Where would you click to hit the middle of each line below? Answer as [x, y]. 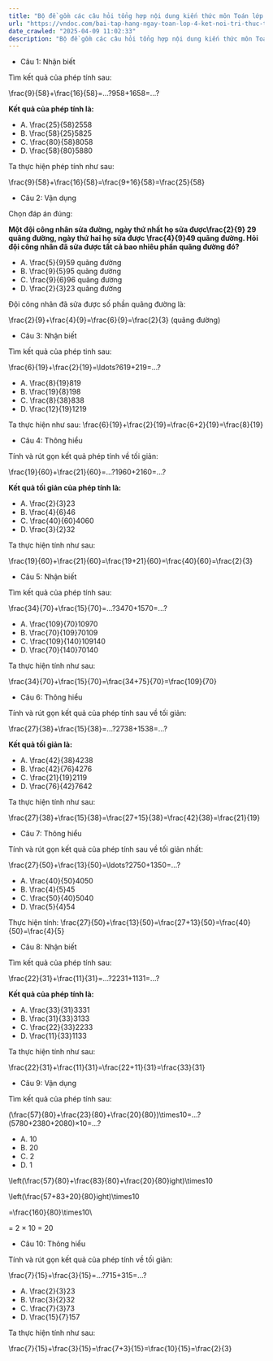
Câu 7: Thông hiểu [51, 834]
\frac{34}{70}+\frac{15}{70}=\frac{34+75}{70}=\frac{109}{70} [113, 682]
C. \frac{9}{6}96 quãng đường [71, 280]
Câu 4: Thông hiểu [51, 441]
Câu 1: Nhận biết [48, 62]
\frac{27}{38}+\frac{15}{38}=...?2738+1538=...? [88, 729]
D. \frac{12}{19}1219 [53, 409]
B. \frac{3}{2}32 [48, 1300]
